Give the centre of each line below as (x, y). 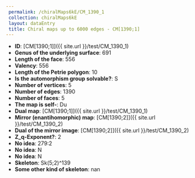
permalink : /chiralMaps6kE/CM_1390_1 (56, 12)
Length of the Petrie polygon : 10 (56, 72)
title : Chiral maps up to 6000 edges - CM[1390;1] (74, 29)
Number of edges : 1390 (45, 91)
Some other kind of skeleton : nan (57, 169)
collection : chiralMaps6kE (43, 18)
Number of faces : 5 (39, 98)
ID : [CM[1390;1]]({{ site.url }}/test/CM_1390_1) (72, 46)
